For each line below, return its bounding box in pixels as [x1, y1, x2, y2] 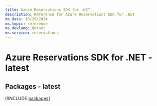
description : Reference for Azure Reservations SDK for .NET [5, 12, 135, 17]
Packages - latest [5, 82, 61, 91]
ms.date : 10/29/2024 [5, 16, 48, 21]
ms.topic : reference [5, 21, 48, 26]
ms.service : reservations [5, 30, 59, 35]
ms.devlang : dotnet [5, 26, 46, 31]
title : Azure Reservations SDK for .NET [5, 7, 91, 12]
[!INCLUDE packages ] [5, 96, 50, 101]
